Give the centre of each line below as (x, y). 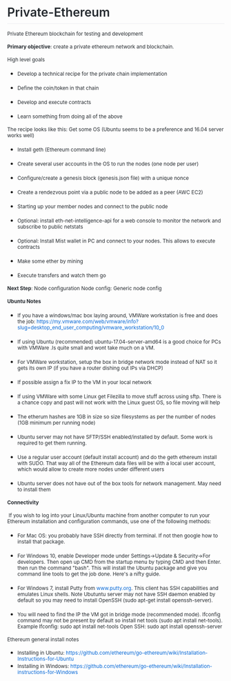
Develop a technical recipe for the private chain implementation (92, 74)
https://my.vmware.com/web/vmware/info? (88, 322)
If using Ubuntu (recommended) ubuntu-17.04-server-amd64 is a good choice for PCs (119, 342)
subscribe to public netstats (50, 227)
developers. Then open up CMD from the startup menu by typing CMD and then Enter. (119, 562)
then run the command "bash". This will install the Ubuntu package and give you (112, 568)
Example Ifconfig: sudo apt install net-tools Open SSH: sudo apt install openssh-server (120, 627)
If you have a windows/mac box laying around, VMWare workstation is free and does (118, 316)
